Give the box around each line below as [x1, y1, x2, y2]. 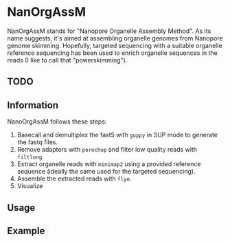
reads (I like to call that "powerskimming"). [7, 56, 128, 64]
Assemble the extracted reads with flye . [16, 174, 132, 183]
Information [7, 99, 59, 111]
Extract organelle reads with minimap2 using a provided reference [16, 160, 201, 168]
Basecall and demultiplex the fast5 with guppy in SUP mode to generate [16, 131, 218, 139]
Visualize [16, 182, 43, 190]
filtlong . [16, 152, 45, 161]
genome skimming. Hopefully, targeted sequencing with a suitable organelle [7, 41, 222, 49]
